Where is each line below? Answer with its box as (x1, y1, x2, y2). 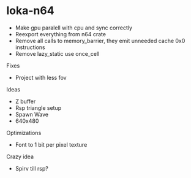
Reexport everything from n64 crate (15, 30, 106, 37)
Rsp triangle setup (15, 104, 62, 111)
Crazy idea (6, 153, 34, 160)
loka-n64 (6, 4, 54, 18)
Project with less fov (15, 74, 67, 81)
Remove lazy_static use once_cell (15, 50, 100, 57)
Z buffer (15, 98, 36, 105)
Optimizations (6, 129, 42, 136)
